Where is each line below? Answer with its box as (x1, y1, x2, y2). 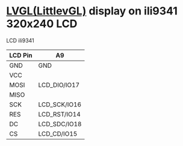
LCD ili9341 (6, 37, 34, 44)
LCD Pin (9, 51, 33, 59)
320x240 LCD (6, 17, 78, 31)
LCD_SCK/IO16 (38, 100, 82, 109)
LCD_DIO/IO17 (38, 81, 80, 89)
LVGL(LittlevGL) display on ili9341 (6, 4, 178, 18)
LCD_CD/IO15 (38, 129, 78, 138)
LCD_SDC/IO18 (38, 120, 82, 128)
